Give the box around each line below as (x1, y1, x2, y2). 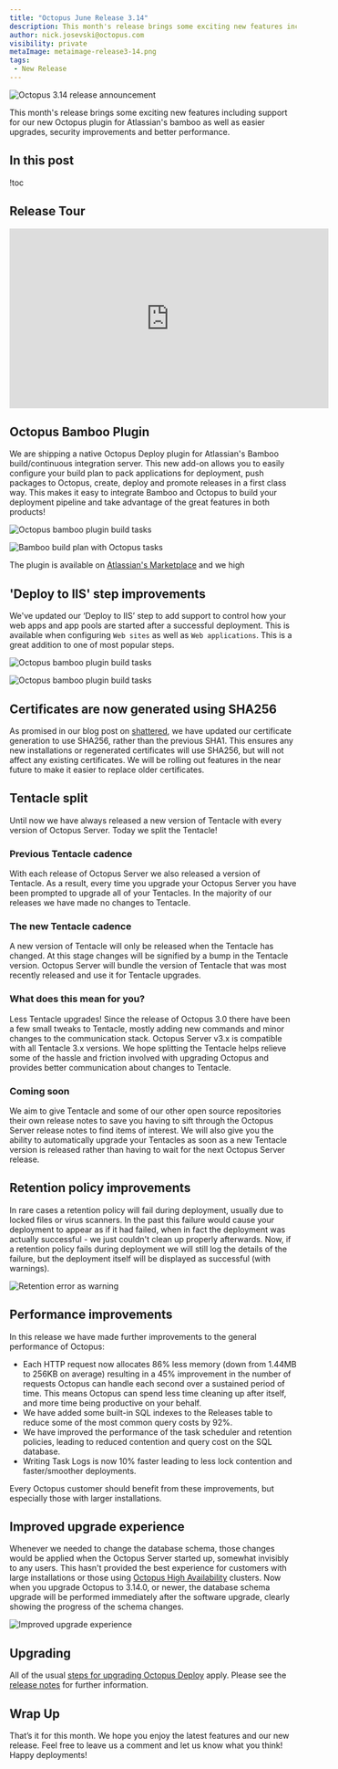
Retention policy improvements (9, 1180, 191, 1196)
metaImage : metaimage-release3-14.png (9, 47, 157, 57)
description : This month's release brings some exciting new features (9, 22, 283, 31)
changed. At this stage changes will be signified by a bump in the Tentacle (9, 950, 289, 961)
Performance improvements (9, 1307, 173, 1323)
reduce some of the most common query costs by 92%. (22, 1417, 233, 1428)
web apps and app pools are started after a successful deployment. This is (9, 620, 290, 631)
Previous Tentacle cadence (9, 847, 133, 860)
